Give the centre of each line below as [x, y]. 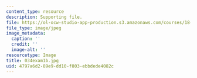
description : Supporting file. [44, 17]
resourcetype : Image [31, 55]
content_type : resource [35, 11]
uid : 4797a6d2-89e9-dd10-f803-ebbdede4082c [60, 66]
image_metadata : [26, 33]
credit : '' [25, 45]
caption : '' [26, 39]
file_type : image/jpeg [34, 28]
